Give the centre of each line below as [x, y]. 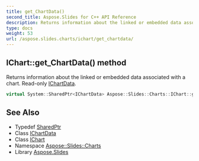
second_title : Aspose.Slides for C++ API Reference [71, 17]
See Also [23, 113]
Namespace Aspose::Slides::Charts [58, 146]
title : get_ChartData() [36, 11]
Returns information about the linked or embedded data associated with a [96, 77]
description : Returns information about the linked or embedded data [94, 22]
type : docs [20, 28]
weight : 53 [20, 34]
